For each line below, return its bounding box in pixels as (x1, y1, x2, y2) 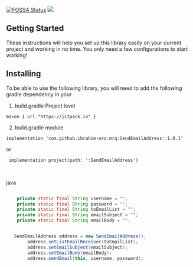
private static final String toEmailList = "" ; (17, 207, 136, 213)
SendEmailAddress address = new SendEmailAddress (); (14, 233, 146, 239)
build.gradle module (14, 124, 64, 131)
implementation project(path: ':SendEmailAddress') (8, 157, 139, 163)
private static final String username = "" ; (17, 196, 128, 201)
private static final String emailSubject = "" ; (17, 212, 139, 218)
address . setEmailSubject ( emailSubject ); (27, 244, 128, 250)
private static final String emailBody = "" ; (17, 217, 131, 224)
